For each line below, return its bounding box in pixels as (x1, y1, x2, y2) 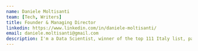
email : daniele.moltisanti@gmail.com (6, 30, 99, 36)
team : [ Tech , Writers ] (6, 14, 62, 20)
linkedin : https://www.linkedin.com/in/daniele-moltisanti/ (6, 25, 157, 31)
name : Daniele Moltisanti (6, 8, 70, 15)
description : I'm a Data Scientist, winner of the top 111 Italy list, (6, 36, 186, 42)
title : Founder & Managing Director (6, 19, 96, 25)
